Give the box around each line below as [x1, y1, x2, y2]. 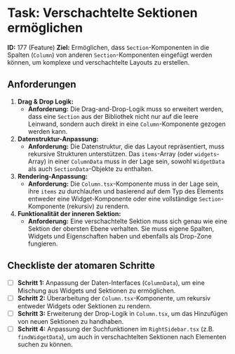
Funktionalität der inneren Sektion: [17, 209, 121, 217]
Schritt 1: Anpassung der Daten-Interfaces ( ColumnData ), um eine [17, 278, 205, 286]
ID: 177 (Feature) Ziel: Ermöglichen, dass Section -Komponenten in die [7, 43, 210, 51]
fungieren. [27, 239, 58, 248]
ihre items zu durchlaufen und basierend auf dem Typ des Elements [27, 187, 224, 195]
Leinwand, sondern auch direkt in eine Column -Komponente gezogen [27, 120, 226, 128]
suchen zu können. [17, 340, 73, 348]
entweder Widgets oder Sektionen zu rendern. [17, 301, 152, 310]
